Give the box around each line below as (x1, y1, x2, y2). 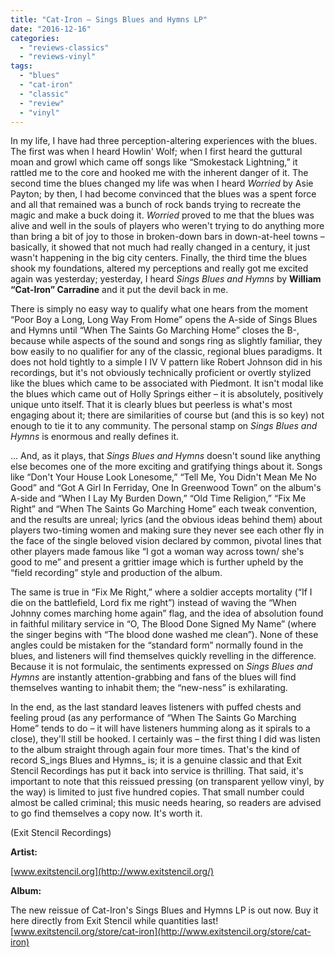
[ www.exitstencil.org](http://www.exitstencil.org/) (10, 866, 215, 878)
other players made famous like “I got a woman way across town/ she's (10, 546, 305, 558)
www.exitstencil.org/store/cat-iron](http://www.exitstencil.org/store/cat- (13, 926, 312, 938)
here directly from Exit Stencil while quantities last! (10, 915, 219, 927)
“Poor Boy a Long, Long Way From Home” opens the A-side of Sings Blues (10, 314, 318, 326)
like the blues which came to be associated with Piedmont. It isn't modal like (10, 377, 324, 390)
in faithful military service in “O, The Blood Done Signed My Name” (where (10, 618, 317, 630)
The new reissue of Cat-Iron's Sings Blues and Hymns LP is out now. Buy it (10, 904, 319, 916)
